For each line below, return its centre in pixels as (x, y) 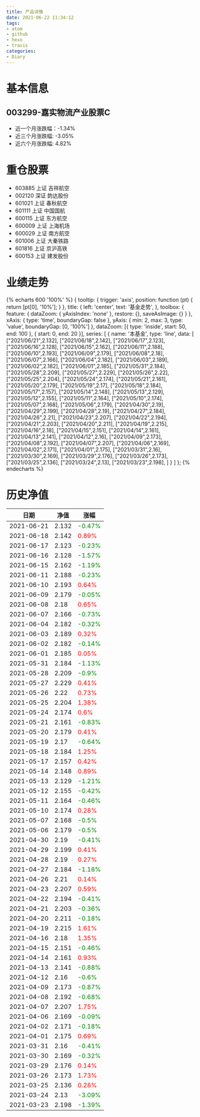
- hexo (14, 40)
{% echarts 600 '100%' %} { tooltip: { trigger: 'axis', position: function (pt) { (100, 299)
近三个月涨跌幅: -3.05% (44, 136)
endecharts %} (25, 469)
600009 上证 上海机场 (42, 226)
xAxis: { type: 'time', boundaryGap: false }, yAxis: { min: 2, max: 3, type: (95, 320)
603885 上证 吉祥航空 (42, 188)
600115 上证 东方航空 (41, 218)
